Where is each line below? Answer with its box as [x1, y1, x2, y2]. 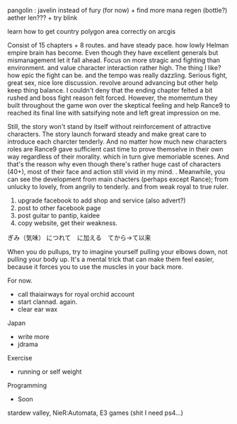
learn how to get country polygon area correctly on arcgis [7, 28, 175, 35]
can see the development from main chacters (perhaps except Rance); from [7, 175, 229, 183]
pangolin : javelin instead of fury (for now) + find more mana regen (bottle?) [7, 6, 228, 14]
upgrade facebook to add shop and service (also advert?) [17, 196, 186, 205]
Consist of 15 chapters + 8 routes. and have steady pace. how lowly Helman [7, 41, 229, 49]
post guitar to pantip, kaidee [17, 212, 100, 219]
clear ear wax [17, 305, 58, 314]
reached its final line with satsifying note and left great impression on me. [7, 109, 221, 117]
